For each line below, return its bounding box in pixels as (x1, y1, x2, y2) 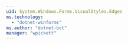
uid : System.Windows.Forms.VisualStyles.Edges (6, 8, 123, 15)
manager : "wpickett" (6, 30, 57, 36)
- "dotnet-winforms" (11, 19, 62, 25)
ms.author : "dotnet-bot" (6, 25, 67, 31)
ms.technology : (6, 14, 44, 20)
